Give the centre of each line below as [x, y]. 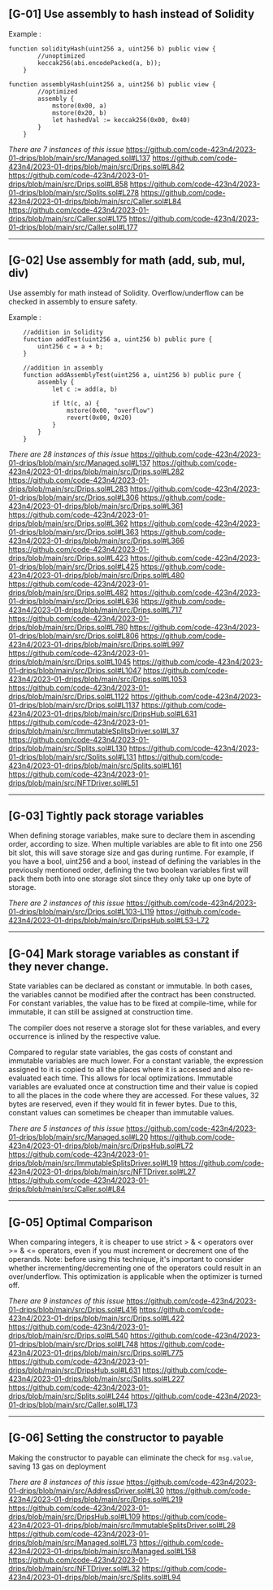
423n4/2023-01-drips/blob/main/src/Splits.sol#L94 [95, 1577]
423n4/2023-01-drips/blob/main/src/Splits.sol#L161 [95, 765]
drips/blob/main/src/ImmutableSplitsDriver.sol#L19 [93, 1163]
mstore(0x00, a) [79, 106]
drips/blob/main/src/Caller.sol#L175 [68, 218]
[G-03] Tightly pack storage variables [106, 816]
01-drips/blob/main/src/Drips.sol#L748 [74, 1344]
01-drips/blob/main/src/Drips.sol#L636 [74, 601]
